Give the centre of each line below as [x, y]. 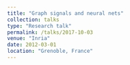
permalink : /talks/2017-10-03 [50, 32]
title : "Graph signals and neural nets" [66, 13]
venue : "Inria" [29, 39]
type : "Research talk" [39, 26]
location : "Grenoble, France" [50, 51]
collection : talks [33, 20]
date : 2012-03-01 [32, 45]
